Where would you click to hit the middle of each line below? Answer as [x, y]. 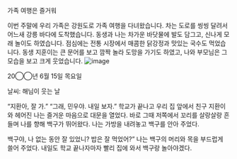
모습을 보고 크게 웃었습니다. [45, 61]
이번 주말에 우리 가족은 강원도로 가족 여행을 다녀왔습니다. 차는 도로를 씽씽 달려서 [118, 26]
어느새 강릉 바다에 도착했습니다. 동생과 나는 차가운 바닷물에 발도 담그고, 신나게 [115, 34]
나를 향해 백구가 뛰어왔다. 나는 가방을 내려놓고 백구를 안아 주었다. [110, 124]
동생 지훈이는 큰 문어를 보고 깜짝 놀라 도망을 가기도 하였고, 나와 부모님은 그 [125, 52]
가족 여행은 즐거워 [32, 10]
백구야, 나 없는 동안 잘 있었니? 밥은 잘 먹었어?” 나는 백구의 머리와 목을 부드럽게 [115, 139]
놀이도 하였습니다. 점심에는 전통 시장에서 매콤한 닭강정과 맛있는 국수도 [111, 43]
